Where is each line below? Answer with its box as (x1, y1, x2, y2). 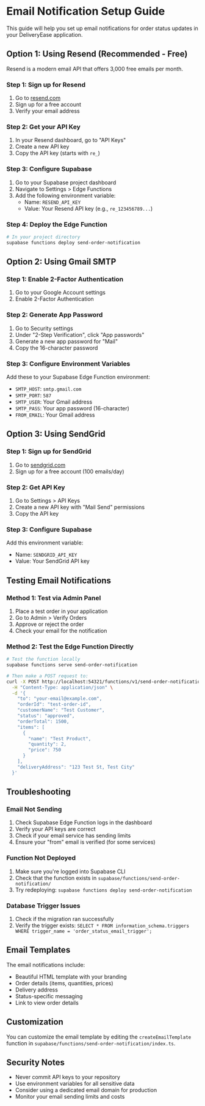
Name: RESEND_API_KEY (24, 198, 81, 206)
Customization (6, 1017, 64, 1027)
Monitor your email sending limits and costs (15, 1093, 125, 1100)
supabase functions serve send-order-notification (6, 662, 138, 668)
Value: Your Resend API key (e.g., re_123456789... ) (24, 205, 153, 212)
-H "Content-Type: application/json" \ (12, 684, 113, 690)
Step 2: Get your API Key (6, 122, 81, 131)
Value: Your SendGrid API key (15, 557, 90, 565)
